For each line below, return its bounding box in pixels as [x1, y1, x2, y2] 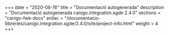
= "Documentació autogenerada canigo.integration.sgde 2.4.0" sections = [5, 10, 161, 16]
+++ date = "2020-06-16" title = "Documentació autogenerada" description [5, 5, 164, 10]
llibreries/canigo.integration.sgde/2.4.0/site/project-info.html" [5, 20, 135, 26]
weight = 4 [135, 20, 159, 26]
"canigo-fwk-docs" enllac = [5, 15, 63, 21]
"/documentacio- [64, 15, 101, 21]
